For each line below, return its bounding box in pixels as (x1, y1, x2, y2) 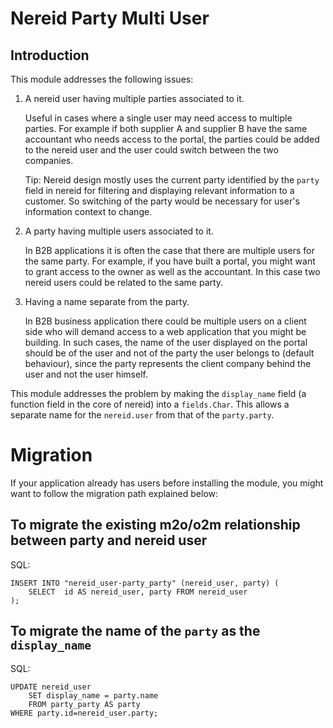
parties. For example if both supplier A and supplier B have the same (24, 123, 308, 134)
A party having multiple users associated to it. (24, 225, 214, 237)
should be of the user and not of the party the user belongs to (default (24, 347, 315, 359)
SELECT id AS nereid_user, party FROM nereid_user (28, 587, 248, 597)
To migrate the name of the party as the (10, 623, 261, 640)
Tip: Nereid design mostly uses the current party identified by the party (24, 174, 320, 186)
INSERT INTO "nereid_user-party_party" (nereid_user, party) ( (10, 578, 280, 588)
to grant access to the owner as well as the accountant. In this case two (24, 266, 321, 277)
